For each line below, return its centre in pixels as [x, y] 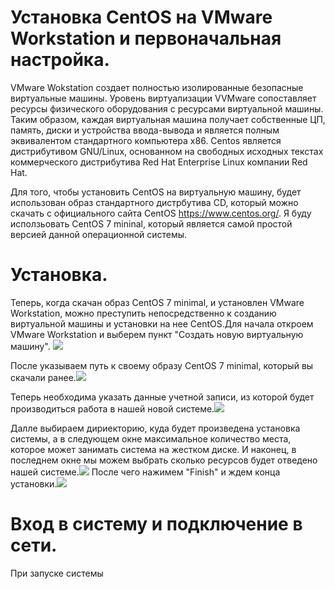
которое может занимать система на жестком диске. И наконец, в [153, 449]
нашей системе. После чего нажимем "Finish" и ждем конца [145, 472]
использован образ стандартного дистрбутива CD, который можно [154, 202]
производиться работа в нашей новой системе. [112, 408]
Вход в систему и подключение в [156, 524]
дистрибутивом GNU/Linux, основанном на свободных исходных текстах [167, 151]
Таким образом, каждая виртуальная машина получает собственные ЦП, [168, 119]
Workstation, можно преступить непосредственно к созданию [143, 313]
